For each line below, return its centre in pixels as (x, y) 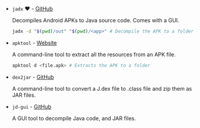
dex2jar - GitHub (33, 77)
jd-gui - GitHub (31, 106)
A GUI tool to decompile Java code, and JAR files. (74, 118)
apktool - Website (34, 43)
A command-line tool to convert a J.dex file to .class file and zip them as (102, 88)
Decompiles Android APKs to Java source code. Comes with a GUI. (95, 20)
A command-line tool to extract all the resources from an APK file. (94, 54)
